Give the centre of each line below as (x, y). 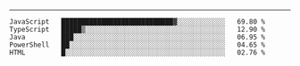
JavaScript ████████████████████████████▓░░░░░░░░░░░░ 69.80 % (137, 22)
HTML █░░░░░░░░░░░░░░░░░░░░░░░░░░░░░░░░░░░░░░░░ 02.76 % (137, 53)
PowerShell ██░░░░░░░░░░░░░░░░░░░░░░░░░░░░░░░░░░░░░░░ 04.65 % (137, 45)
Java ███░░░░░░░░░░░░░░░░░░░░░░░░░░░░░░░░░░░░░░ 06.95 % (137, 37)
